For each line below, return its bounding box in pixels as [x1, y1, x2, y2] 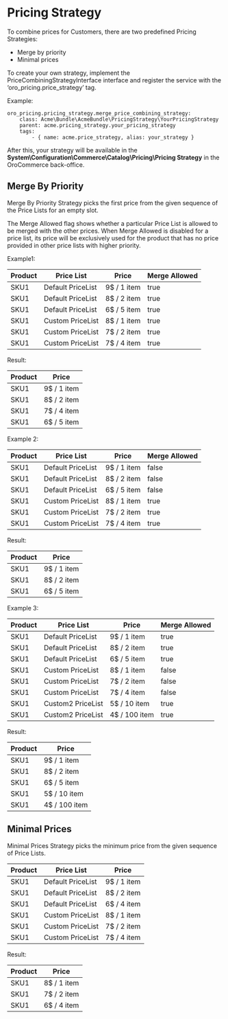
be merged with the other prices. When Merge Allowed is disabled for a [7, 227, 209, 235]
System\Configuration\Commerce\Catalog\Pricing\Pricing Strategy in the [7, 153, 220, 161]
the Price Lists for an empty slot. [7, 206, 99, 214]
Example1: [7, 254, 36, 262]
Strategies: [7, 34, 38, 43]
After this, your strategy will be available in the [7, 146, 138, 154]
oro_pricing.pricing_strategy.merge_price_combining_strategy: [7, 110, 192, 117]
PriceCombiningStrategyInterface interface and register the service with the [7, 76, 221, 84]
